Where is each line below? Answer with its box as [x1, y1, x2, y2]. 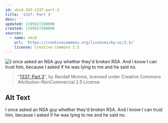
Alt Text [5, 93, 30, 102]
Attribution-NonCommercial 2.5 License [17, 79, 100, 85]
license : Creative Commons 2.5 [14, 45, 80, 50]
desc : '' [5, 17, 24, 22]
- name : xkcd [10, 36, 37, 41]
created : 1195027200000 [5, 26, 55, 31]
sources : [5, 31, 24, 36]
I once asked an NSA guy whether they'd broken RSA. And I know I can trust [5, 106, 163, 113]
